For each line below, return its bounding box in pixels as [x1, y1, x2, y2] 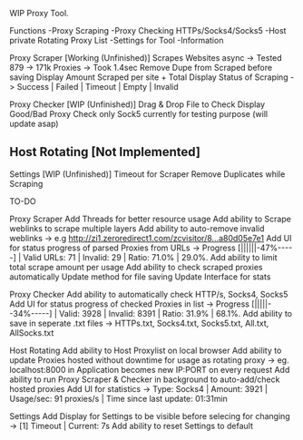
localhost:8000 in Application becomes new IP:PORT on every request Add [9, 364, 290, 375]
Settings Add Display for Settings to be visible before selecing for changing [9, 410, 290, 421]
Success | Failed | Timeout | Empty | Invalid [16, 82, 179, 92]
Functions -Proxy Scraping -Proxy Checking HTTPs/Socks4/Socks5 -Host [9, 25, 287, 35]
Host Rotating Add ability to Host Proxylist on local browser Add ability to [9, 345, 282, 356]
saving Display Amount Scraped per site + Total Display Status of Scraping [9, 72, 288, 83]
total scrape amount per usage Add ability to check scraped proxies [9, 261, 263, 272]
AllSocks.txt [9, 327, 54, 338]
